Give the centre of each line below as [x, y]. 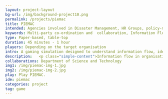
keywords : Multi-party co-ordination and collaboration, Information [80, 33]
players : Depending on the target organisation [56, 47]
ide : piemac [17, 79]
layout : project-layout [30, 10]
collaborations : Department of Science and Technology [63, 61]
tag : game [15, 89]
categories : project [27, 84]
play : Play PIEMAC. [25, 75]
